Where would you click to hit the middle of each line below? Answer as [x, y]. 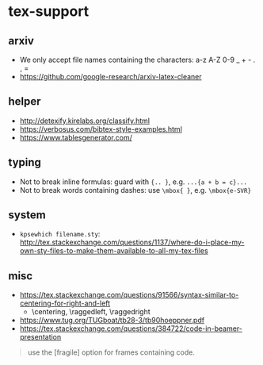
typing [25, 162]
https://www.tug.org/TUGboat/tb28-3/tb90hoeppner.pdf [112, 321]
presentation [40, 337]
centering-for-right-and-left [65, 303]
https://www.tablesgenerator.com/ [76, 137]
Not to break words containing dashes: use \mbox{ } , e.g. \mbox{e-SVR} [135, 190]
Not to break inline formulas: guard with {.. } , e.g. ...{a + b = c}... [133, 182]
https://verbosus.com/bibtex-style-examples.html [101, 129]
